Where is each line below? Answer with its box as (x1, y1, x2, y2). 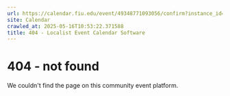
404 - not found (7, 59, 99, 74)
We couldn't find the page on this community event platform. (7, 82, 179, 90)
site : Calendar (7, 16, 51, 23)
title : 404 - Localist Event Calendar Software (7, 29, 146, 36)
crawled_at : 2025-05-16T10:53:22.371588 (7, 23, 125, 29)
